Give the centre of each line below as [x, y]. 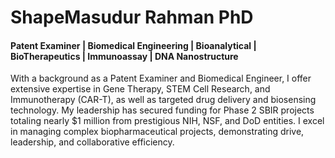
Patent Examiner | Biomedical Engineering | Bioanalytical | [133, 45]
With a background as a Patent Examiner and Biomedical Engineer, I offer [161, 78]
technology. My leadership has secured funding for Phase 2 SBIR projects [162, 110]
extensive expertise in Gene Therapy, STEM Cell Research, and [140, 89]
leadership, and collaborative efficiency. [92, 142]
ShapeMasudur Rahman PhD [132, 17]
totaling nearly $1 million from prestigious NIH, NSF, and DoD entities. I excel [167, 121]
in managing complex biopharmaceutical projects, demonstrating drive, [157, 132]
